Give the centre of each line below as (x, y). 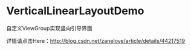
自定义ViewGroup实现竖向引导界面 (49, 28)
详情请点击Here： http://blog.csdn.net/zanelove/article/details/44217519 (96, 40)
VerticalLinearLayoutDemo (75, 11)
